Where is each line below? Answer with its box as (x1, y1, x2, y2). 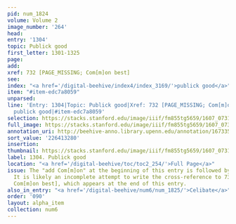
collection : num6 (7, 206, 58, 213)
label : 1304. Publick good (7, 154, 86, 162)
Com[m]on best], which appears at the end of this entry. (13, 180, 188, 187)
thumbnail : (7, 147, 39, 154)
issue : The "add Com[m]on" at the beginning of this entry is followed (7, 166, 221, 174)
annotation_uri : (7, 128, 55, 135)
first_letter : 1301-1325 (7, 50, 80, 57)
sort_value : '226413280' (7, 134, 80, 141)
